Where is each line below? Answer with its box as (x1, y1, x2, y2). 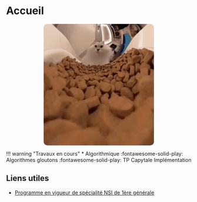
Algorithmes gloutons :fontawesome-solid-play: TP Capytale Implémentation (6, 156, 192, 163)
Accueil (6, 4, 44, 18)
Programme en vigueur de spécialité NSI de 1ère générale (14, 189, 155, 196)
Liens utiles (6, 173, 49, 183)
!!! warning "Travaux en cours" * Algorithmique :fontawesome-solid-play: (6, 150, 183, 157)
